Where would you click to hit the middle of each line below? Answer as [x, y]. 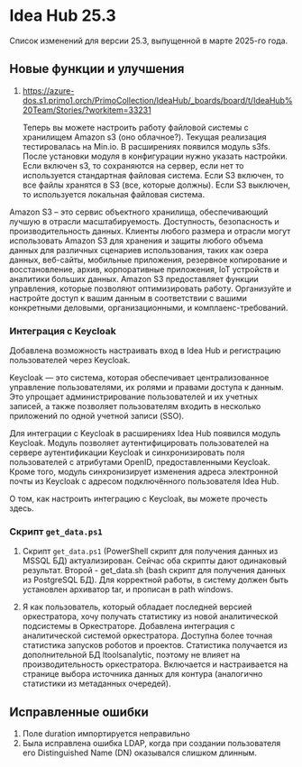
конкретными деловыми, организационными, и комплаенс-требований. [149, 307]
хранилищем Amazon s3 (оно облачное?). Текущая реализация [145, 137]
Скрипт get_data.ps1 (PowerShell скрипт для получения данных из [150, 552]
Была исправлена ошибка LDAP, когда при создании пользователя [151, 744]
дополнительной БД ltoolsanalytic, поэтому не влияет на [131, 655]
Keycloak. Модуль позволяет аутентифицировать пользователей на [139, 443]
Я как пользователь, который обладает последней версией [137, 607]
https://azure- [48, 90]
